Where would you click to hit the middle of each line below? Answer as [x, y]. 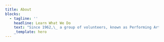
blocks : [13, 14]
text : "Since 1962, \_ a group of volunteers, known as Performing [83, 28]
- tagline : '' [24, 18]
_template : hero [31, 32]
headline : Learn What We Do [42, 23]
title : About [18, 9]
